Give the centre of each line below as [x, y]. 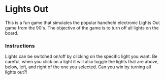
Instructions [20, 46]
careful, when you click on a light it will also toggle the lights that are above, [82, 62]
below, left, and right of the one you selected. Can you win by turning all [78, 67]
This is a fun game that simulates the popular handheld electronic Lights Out [82, 23]
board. [12, 33]
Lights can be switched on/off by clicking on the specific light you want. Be [81, 56]
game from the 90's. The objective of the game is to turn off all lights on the [82, 27]
